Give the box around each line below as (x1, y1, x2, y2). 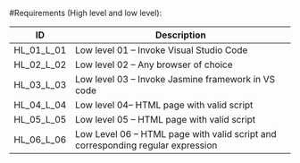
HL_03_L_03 (13, 79, 67, 90)
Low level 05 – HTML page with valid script (74, 114, 256, 125)
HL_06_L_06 (13, 133, 67, 146)
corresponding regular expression (74, 139, 218, 151)
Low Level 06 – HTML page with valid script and (74, 128, 277, 140)
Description (154, 29, 207, 41)
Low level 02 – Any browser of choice (74, 58, 234, 71)
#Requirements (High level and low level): (9, 8, 162, 18)
